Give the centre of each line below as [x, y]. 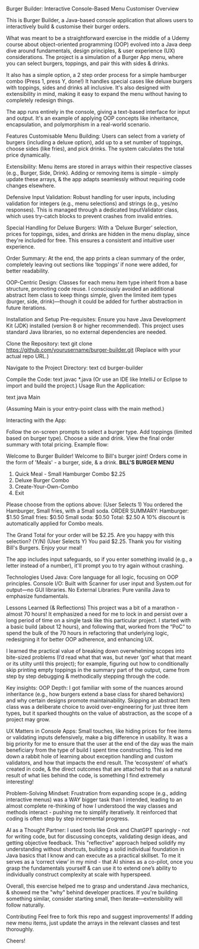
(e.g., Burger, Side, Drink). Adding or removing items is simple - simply [92, 173]
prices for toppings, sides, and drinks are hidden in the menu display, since [98, 234]
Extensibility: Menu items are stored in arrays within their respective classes [99, 167]
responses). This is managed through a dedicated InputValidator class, [93, 210]
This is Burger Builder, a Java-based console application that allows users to [100, 20]
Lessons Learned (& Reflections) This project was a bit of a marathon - [93, 608]
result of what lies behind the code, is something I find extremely [86, 775]
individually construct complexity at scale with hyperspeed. [79, 874]
